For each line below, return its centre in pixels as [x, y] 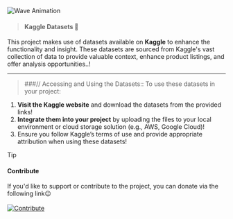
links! [25, 112]
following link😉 [29, 193]
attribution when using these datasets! [72, 141]
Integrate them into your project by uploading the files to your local [114, 120]
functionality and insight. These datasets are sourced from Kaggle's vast [111, 49]
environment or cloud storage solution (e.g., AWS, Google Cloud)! [111, 127]
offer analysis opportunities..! [49, 64]
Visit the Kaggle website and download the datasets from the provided [119, 105]
